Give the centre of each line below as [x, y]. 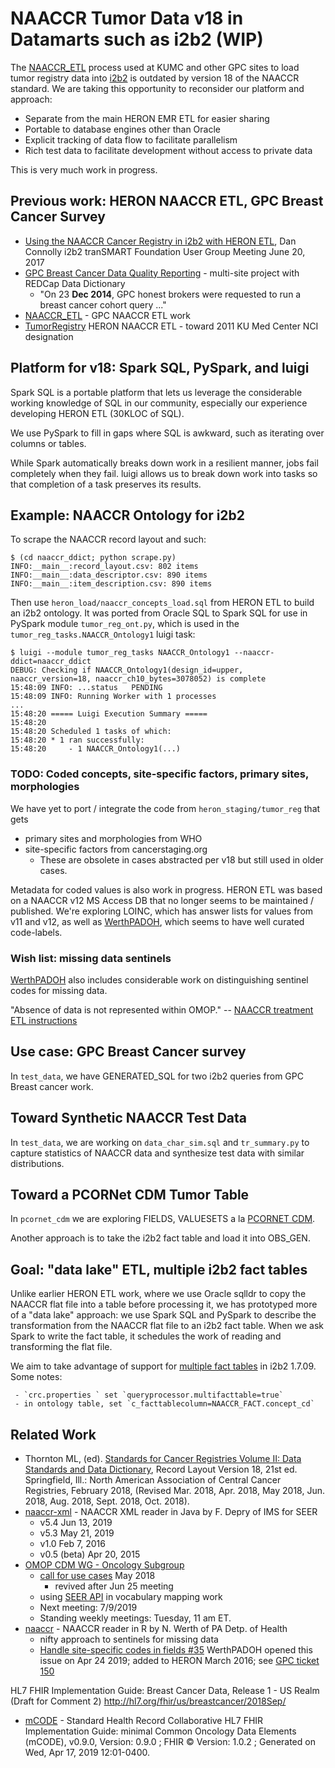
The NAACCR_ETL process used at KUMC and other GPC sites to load [155, 67]
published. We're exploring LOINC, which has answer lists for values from [162, 911]
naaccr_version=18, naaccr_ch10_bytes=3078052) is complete [138, 679]
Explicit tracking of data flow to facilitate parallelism [131, 139]
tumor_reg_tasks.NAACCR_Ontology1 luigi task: [103, 634]
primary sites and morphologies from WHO [113, 838]
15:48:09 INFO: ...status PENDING [86, 688]
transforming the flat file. [61, 1347]
